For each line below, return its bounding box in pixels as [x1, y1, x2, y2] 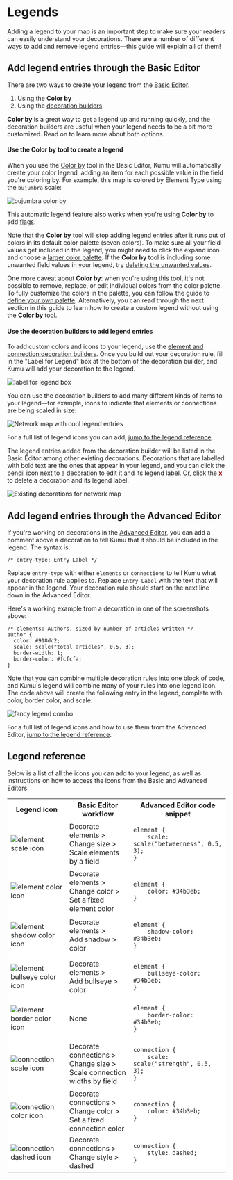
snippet [164, 809, 191, 818]
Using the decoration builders [17, 102, 103, 110]
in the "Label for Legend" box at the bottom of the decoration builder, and [7, 357, 218, 366]
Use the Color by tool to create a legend [7, 145, 123, 154]
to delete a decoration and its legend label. [7, 476, 130, 485]
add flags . [7, 217, 36, 226]
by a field [69, 856, 100, 866]
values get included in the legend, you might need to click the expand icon [7, 245, 220, 254]
